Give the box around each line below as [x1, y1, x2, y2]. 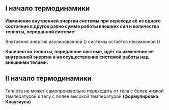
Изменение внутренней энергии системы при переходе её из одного [5, 17, 161, 24]
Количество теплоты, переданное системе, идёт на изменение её [5, 48, 154, 54]
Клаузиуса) [5, 98, 32, 104]
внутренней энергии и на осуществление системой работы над [5, 54, 149, 60]
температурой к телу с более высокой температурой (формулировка [5, 93, 159, 99]
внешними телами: [5, 59, 48, 65]
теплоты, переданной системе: [5, 28, 76, 35]
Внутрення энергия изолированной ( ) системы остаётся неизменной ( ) [5, 38, 160, 45]
